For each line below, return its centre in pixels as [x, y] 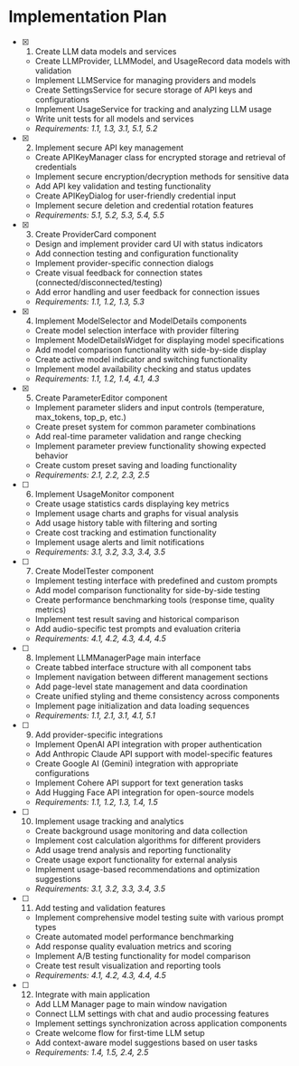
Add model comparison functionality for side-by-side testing [148, 590]
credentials [56, 167]
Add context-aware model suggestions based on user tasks [146, 1042]
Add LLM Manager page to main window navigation [131, 1004]
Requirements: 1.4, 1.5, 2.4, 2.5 [92, 1052]
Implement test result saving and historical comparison [137, 619]
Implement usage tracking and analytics [109, 821]
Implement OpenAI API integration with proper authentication [149, 744]
